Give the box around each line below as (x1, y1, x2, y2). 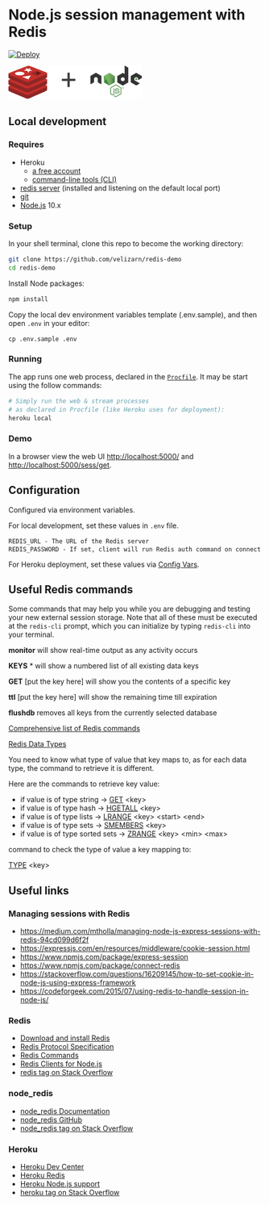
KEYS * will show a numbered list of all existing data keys (8, 661, 199, 671)
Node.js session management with (8, 6, 246, 24)
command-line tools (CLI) (31, 174, 117, 184)
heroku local (8, 414, 52, 422)
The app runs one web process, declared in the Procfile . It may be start (8, 371, 248, 381)
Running (8, 354, 43, 365)
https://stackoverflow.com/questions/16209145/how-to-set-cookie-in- (19, 969, 255, 979)
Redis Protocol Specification (19, 1042, 114, 1052)
